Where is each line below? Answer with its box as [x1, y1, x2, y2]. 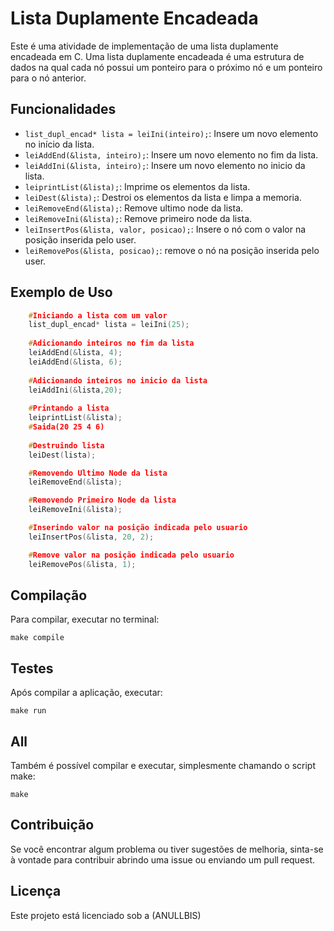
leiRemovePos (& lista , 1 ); [28, 559, 137, 569]
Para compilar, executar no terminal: [10, 613, 160, 626]
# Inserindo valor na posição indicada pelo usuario [28, 523, 248, 533]
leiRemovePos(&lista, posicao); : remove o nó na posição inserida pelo [24, 244, 320, 256]
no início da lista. [24, 138, 95, 150]
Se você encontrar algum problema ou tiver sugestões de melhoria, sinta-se [10, 843, 324, 855]
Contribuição [10, 817, 95, 834]
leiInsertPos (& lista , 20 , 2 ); [28, 532, 155, 542]
